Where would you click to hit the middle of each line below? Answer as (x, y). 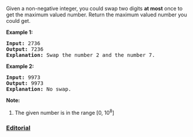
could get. (18, 21)
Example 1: (20, 32)
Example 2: (20, 66)
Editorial (18, 128)
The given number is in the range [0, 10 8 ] (64, 112)
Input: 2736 (23, 43)
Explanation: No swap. (39, 89)
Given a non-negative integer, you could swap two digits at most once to (94, 8)
